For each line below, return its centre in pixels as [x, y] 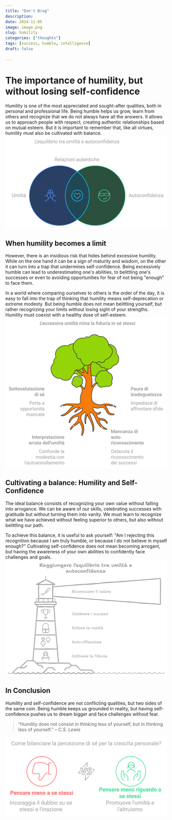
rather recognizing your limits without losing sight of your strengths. [77, 309]
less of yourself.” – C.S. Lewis [49, 729]
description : [19, 16]
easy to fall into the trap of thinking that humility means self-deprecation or [85, 299]
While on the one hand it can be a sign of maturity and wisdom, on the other [86, 261]
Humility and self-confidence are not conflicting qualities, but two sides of [84, 703]
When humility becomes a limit [56, 243]
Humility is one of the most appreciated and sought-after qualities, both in [83, 106]
